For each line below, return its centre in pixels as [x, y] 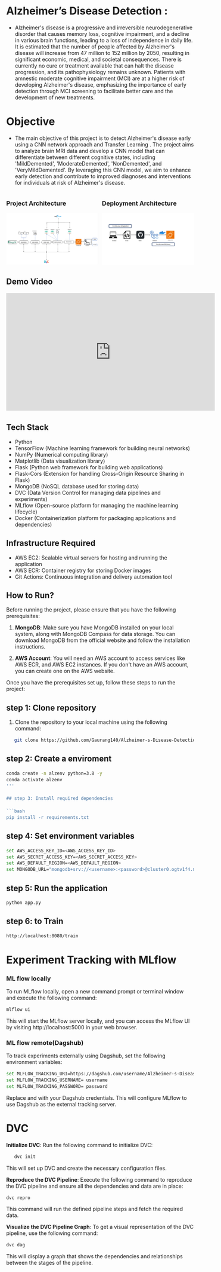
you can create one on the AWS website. [65, 671]
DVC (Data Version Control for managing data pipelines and [88, 493]
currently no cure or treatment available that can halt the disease [94, 65]
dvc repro [18, 1198]
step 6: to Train [35, 921]
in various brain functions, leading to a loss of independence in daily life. [104, 40]
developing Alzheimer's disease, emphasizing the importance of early [100, 84]
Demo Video [29, 282]
